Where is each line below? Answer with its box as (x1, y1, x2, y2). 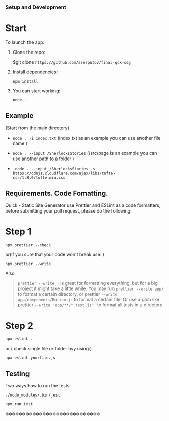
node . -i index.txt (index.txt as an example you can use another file (12, 135, 161, 141)
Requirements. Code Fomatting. (5, 189, 108, 198)
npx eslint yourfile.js (5, 355, 56, 360)
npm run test (5, 402, 33, 407)
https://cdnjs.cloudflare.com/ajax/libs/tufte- (12, 171, 116, 176)
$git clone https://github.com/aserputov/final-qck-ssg (12, 59, 131, 65)
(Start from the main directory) (5, 125, 70, 131)
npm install (12, 78, 38, 84)
